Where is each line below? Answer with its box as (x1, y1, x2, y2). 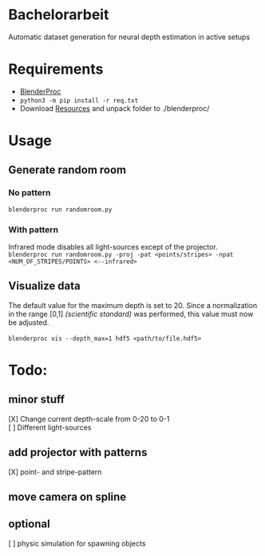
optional (8, 518, 50, 531)
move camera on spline (8, 490, 127, 504)
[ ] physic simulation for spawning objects (8, 538, 146, 548)
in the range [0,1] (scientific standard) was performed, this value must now (8, 309, 254, 318)
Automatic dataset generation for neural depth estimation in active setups (8, 32, 251, 42)
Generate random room (8, 163, 127, 177)
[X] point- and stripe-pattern (8, 466, 102, 477)
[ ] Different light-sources (8, 422, 92, 432)
